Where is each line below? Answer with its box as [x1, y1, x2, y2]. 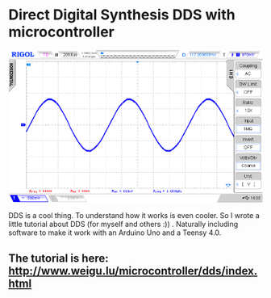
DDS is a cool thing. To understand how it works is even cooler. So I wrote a [8, 211, 260, 220]
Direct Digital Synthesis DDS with [8, 6, 236, 24]
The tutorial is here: [8, 251, 109, 265]
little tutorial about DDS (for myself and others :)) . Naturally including [8, 220, 239, 229]
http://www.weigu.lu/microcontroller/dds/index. [8, 264, 258, 278]
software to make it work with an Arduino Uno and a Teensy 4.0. [8, 228, 222, 237]
